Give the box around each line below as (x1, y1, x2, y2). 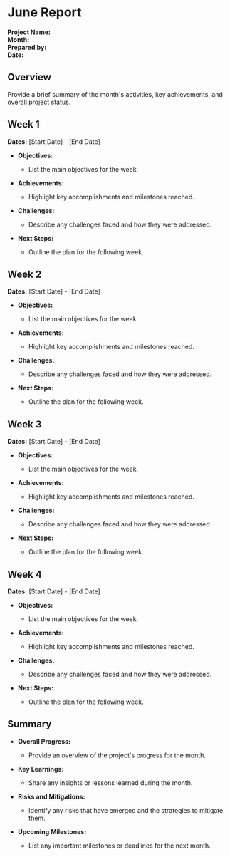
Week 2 (7, 268, 42, 280)
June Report (7, 4, 82, 21)
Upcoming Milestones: (17, 827, 87, 836)
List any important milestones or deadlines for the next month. (28, 841, 211, 850)
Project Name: (7, 28, 51, 36)
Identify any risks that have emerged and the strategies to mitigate (28, 806, 224, 814)
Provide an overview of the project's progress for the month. (28, 751, 207, 759)
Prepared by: (7, 43, 47, 51)
